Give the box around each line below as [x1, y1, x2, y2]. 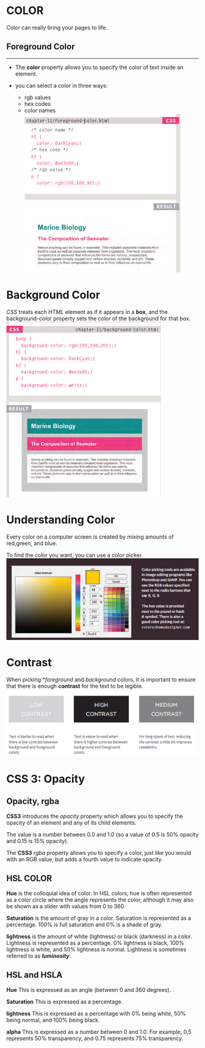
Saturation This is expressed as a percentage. [6, 998, 123, 1005]
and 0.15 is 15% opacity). [6, 837, 69, 845]
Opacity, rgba [6, 796, 60, 807]
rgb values [24, 93, 51, 101]
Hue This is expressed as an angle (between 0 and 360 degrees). [6, 986, 171, 993]
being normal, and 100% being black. [6, 1016, 100, 1024]
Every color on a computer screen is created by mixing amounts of [6, 533, 174, 540]
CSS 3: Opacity [6, 772, 85, 786]
